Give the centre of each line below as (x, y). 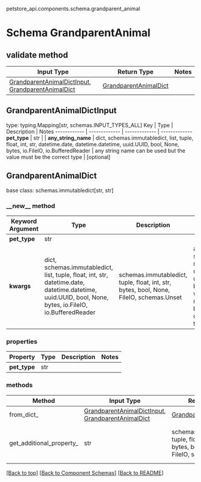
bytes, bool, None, (144, 290)
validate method (37, 55)
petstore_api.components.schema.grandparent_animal (73, 9)
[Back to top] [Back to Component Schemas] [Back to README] (85, 472)
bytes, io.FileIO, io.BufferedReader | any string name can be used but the (96, 150)
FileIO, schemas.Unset (150, 297)
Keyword (24, 221)
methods (19, 385)
